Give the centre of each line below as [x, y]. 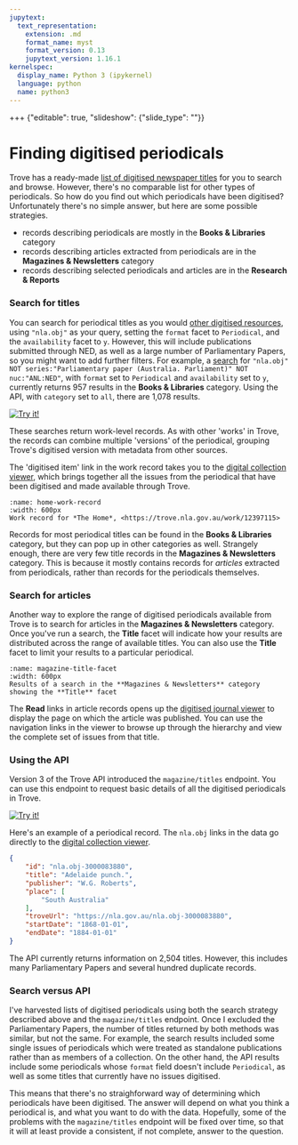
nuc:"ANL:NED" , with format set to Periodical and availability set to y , [139, 377]
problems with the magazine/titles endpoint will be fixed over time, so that [147, 1122]
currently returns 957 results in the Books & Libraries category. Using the [144, 387]
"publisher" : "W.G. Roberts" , [81, 883]
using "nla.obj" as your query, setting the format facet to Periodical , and [145, 332]
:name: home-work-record [55, 502]
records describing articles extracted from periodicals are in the [139, 252]
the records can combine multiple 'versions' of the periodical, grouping [139, 440]
